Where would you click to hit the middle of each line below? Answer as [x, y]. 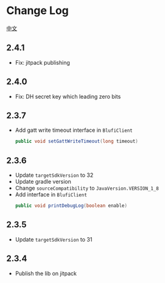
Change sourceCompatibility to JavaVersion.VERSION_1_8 [87, 188]
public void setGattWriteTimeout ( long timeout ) [77, 141]
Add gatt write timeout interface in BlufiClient [74, 130]
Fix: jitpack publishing [42, 62]
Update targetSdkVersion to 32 [54, 175]
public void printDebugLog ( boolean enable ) [71, 206]
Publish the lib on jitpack [46, 273]
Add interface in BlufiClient [51, 195]
